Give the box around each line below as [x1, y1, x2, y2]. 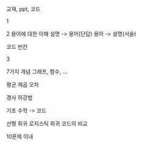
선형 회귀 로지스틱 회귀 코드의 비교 [6, 120, 88, 127]
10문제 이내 [6, 133, 34, 140]
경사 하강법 [6, 94, 33, 101]
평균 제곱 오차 [6, 81, 40, 88]
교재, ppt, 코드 [6, 5, 41, 12]
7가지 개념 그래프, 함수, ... [6, 68, 68, 75]
